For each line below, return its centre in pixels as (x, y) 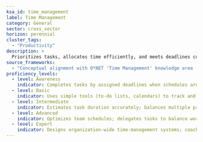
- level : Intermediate (40, 102)
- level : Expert (32, 124)
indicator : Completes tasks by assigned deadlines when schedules (102, 85)
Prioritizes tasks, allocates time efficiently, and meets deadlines (101, 57)
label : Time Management (36, 18)
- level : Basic (31, 91)
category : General (29, 23)
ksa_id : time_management (37, 12)
